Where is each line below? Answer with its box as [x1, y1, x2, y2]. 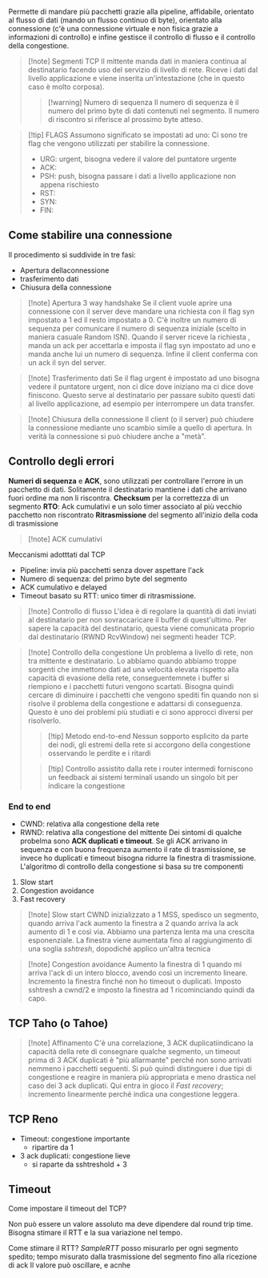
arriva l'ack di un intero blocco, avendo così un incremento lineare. [27, 968, 248, 977]
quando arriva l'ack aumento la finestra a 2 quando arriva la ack [27, 918, 238, 927]
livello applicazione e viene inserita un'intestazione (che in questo [27, 74, 246, 83]
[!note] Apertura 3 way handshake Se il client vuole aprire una [27, 298, 232, 307]
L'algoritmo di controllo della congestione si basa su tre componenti [19, 862, 244, 871]
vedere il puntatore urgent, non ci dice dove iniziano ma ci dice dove [27, 381, 254, 392]
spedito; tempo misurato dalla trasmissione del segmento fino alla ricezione [8, 1252, 258, 1262]
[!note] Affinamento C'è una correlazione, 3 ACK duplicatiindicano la [27, 1038, 254, 1048]
